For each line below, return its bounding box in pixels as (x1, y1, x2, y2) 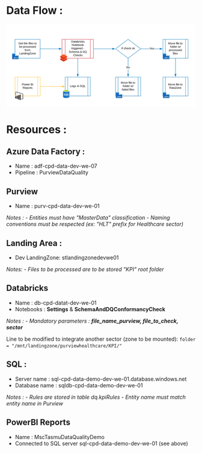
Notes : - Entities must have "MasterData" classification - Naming (6, 214, 170, 221)
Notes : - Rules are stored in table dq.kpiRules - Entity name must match (6, 393, 186, 401)
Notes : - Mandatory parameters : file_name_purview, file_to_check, (6, 317, 179, 325)
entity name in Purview (6, 399, 63, 407)
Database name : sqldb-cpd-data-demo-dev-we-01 (14, 381, 143, 389)
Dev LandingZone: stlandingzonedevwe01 (14, 254, 119, 261)
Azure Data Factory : (6, 147, 85, 157)
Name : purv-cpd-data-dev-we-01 (14, 203, 100, 210)
